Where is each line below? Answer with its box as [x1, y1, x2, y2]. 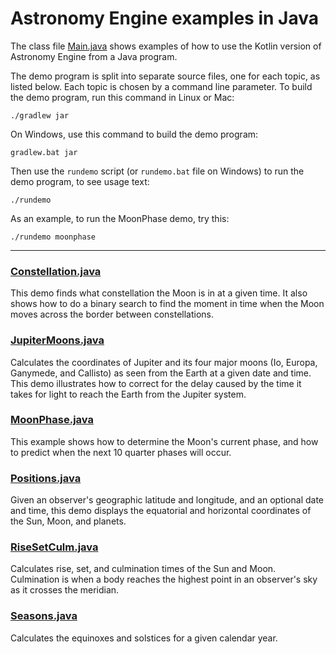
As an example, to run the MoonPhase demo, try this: [10, 212, 230, 224]
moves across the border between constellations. [10, 308, 215, 321]
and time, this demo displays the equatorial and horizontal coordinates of [10, 505, 312, 517]
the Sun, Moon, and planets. [10, 515, 127, 527]
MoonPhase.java [10, 413, 94, 427]
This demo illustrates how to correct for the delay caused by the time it [10, 377, 302, 389]
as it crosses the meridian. [10, 584, 120, 596]
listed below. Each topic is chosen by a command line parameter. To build [10, 80, 313, 92]
